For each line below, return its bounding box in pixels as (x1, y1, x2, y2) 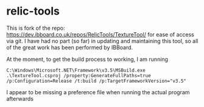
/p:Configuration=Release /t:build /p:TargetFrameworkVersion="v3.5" (6, 78, 187, 84)
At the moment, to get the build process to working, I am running (6, 55, 169, 63)
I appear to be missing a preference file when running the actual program (6, 88, 190, 95)
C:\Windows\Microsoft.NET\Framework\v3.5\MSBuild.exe (6, 67, 146, 74)
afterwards (6, 95, 33, 102)
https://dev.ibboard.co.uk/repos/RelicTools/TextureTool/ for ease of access (6, 30, 195, 38)
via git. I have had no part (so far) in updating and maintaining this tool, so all (6, 37, 199, 44)
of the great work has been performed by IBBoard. (6, 44, 133, 51)
